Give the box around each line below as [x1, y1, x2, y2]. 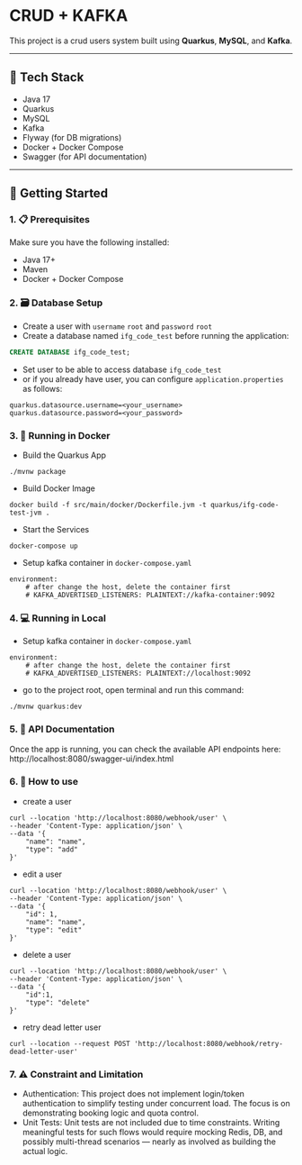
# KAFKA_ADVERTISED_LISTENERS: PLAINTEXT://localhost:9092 [25, 669, 252, 678]
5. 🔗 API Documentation [9, 723, 115, 735]
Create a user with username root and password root [22, 321, 213, 332]
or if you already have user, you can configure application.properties [22, 373, 284, 384]
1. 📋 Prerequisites [9, 214, 90, 226]
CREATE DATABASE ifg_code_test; [9, 348, 130, 357]
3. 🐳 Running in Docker [9, 429, 111, 441]
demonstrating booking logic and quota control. [22, 1107, 200, 1118]
